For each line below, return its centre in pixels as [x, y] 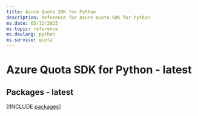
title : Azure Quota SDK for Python [51, 12]
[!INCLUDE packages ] [34, 107]
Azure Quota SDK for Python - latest [99, 70]
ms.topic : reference [32, 29]
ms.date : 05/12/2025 [32, 23]
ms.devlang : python [31, 34]
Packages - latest [40, 92]
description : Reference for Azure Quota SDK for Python [78, 18]
